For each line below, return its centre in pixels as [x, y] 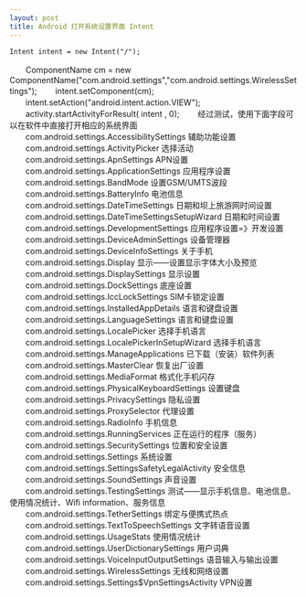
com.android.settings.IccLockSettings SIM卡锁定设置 [125, 296]
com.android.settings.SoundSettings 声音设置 [111, 479]
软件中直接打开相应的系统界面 [81, 125]
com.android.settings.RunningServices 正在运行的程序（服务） [143, 433]
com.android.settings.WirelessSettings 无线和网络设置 [127, 570]
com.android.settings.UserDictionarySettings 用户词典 [127, 548]
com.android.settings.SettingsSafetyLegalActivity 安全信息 [136, 468]
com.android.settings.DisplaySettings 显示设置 [113, 273]
